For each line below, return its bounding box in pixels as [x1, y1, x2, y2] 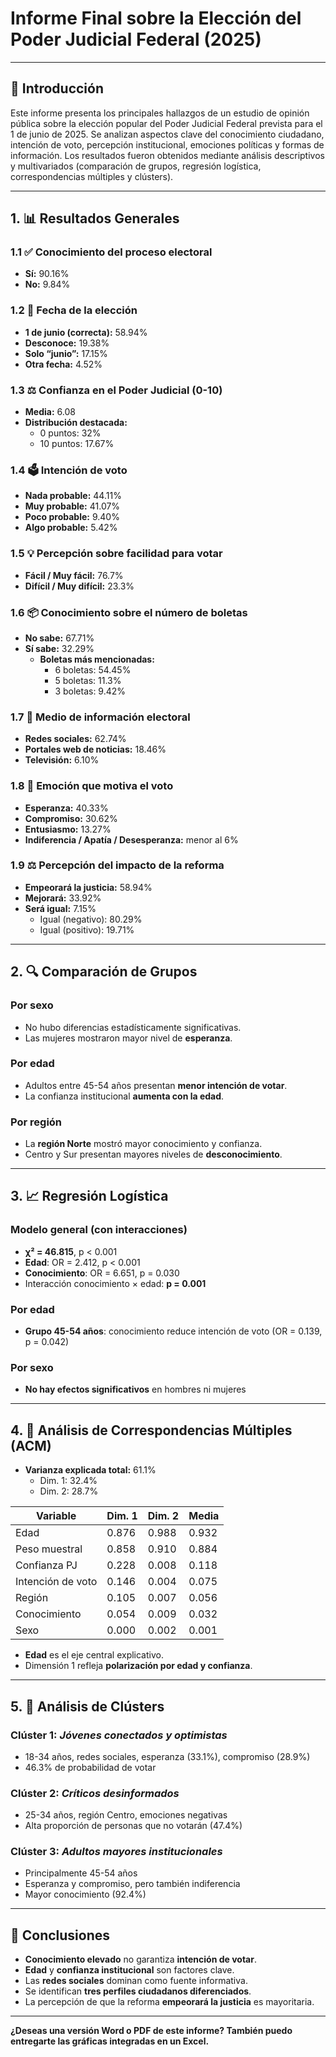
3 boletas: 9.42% [54, 685, 127, 697]
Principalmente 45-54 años [24, 1867, 138, 1879]
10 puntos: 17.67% [39, 438, 115, 450]
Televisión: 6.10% [24, 754, 100, 766]
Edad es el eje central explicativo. [24, 1649, 164, 1661]
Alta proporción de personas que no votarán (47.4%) [24, 1820, 243, 1832]
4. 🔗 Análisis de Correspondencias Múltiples [10, 1422, 293, 1439]
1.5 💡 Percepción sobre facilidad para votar [10, 547, 223, 561]
